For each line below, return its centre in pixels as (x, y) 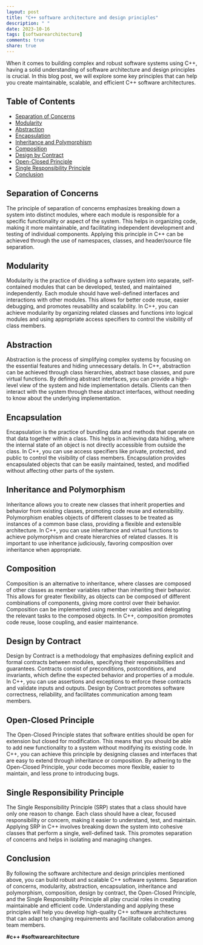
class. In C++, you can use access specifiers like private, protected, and (96, 451)
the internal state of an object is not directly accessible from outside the (96, 445)
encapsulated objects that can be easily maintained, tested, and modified (98, 464)
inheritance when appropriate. (44, 549)
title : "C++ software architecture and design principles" (82, 18)
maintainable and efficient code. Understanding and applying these (90, 905)
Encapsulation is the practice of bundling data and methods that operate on (101, 431)
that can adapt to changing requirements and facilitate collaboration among (100, 918)
